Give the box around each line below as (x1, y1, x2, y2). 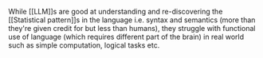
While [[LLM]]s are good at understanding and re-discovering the (8, 7, 223, 16)
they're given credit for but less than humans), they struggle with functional (8, 24, 256, 33)
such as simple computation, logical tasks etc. (8, 41, 160, 50)
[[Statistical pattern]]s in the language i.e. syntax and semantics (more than (8, 15, 256, 25)
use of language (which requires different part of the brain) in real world (8, 32, 245, 41)
